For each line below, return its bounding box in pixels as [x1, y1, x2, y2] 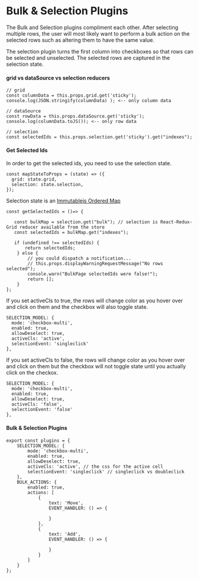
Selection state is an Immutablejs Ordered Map [6, 197, 121, 204]
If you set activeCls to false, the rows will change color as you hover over [6, 356, 185, 363]
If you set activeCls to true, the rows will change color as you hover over [6, 297, 183, 304]
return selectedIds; [24, 245, 76, 251]
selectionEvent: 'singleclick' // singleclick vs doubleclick [27, 469, 185, 474]
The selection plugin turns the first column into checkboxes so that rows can [6, 48, 194, 55]
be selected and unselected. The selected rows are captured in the [6, 54, 170, 61]
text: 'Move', [48, 500, 84, 506]
